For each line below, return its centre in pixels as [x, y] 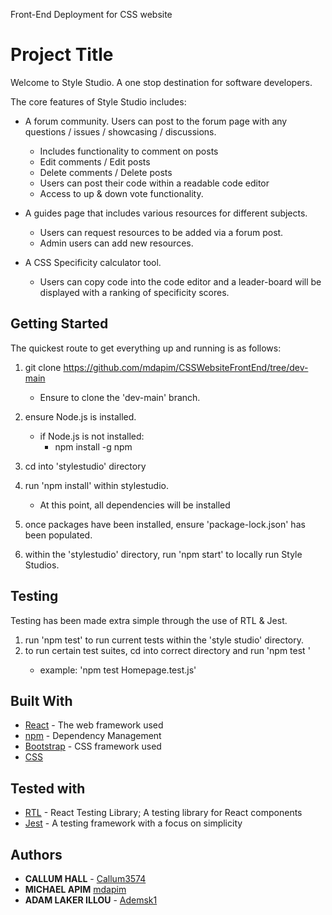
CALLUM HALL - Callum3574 [85, 878]
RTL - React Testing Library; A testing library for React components [163, 813]
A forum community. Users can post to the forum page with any [156, 121]
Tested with [48, 788]
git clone [43, 367]
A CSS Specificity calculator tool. [93, 262]
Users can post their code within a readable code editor [154, 183]
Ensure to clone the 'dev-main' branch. [120, 397]
